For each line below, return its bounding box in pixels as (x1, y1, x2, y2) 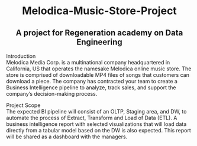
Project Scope (6, 102, 41, 109)
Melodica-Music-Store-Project (21, 4, 177, 18)
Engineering (76, 37, 122, 47)
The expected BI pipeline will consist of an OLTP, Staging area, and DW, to (6, 108, 187, 115)
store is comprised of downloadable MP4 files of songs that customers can (6, 72, 189, 78)
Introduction (6, 53, 36, 60)
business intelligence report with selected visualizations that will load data (6, 121, 187, 128)
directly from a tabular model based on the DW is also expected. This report (6, 127, 191, 134)
